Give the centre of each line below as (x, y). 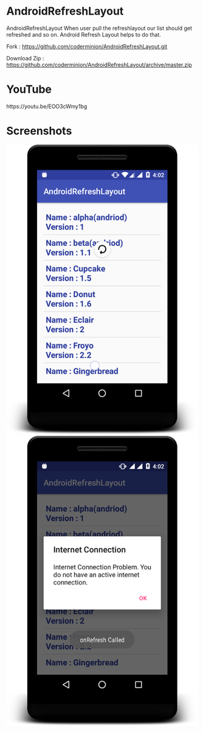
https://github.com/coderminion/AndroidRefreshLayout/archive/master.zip (99, 65)
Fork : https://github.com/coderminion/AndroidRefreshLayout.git (87, 46)
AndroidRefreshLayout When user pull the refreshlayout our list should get (99, 28)
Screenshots (39, 131)
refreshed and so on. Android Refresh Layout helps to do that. (84, 34)
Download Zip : (25, 58)
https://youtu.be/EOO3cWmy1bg (47, 106)
